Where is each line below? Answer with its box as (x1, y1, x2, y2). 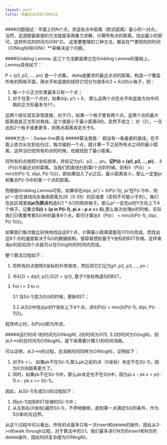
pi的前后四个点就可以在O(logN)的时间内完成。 (9, 241, 104, 247)
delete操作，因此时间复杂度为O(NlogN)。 (5, 434, 90, 440)
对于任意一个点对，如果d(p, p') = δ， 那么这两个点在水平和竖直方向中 (12, 95, 155, 101)
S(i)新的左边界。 (12, 411, 46, 417)
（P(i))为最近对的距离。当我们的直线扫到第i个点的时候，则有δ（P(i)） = (5, 164, 151, 170)
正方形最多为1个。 (21, 102, 58, 108)
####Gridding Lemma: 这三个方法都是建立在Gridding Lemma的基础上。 (5, 55, 153, 61)
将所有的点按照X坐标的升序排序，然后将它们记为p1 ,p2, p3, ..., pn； (12, 262, 150, 269)
